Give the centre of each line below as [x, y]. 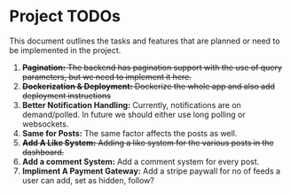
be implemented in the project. [65, 50]
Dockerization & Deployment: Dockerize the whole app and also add [148, 86]
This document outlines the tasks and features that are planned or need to [145, 41]
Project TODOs [65, 16]
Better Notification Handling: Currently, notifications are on [131, 105]
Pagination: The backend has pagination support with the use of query [152, 67]
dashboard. [43, 151]
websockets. [45, 124]
